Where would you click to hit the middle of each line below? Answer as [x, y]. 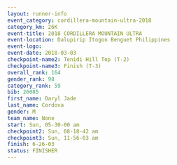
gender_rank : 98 [31, 79]
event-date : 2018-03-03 [42, 53]
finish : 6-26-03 [31, 145]
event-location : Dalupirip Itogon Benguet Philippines [89, 40]
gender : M [22, 112]
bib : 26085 [23, 92]
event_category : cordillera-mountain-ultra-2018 [79, 20]
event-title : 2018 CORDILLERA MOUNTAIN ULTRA [75, 33]
